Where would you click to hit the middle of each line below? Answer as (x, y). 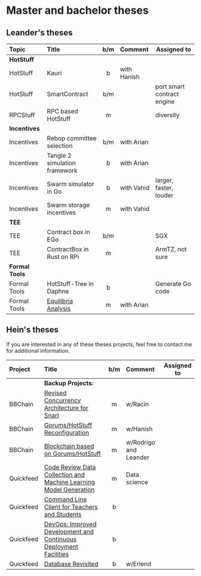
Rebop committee (72, 138)
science (137, 482)
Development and (69, 532)
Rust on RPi (63, 257)
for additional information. (38, 350)
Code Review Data (70, 467)
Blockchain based (69, 446)
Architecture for (66, 407)
